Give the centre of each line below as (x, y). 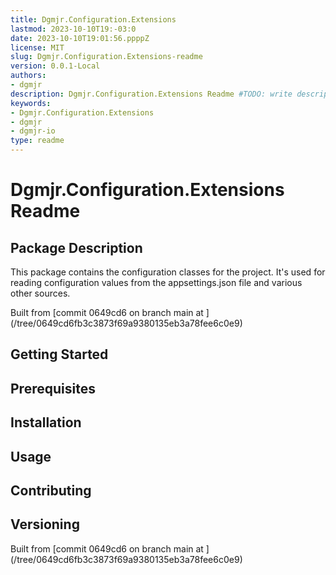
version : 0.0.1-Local (55, 66)
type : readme (37, 141)
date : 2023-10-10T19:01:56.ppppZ (80, 38)
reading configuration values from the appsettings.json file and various (156, 282)
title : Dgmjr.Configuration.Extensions (93, 19)
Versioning (45, 524)
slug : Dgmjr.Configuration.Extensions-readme (106, 57)
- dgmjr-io (33, 131)
